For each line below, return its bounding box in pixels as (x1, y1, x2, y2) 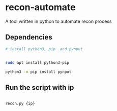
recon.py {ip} (5, 101, 36, 106)
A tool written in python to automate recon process (5, 18, 112, 24)
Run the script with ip (5, 83, 74, 92)
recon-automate (5, 2, 76, 13)
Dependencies (5, 33, 52, 42)
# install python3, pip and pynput (5, 46, 83, 52)
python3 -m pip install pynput (5, 69, 72, 75)
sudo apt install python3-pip (5, 60, 70, 65)
